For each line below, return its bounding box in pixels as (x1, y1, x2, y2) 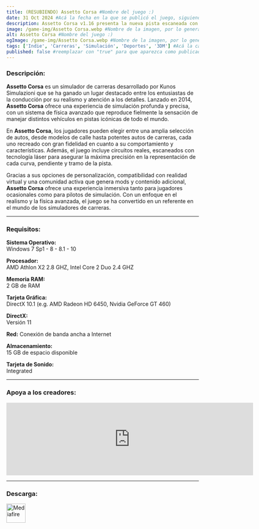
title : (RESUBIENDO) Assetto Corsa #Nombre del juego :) (6, 9, 155, 15)
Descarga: (6, 489, 38, 498)
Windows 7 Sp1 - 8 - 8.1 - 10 (6, 245, 76, 253)
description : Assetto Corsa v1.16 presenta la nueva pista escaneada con (6, 20, 199, 26)
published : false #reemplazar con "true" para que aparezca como (6, 49, 176, 55)
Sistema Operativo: (6, 239, 57, 246)
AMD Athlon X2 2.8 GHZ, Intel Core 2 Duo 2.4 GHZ (6, 264, 134, 271)
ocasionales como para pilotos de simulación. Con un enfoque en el (6, 191, 177, 199)
